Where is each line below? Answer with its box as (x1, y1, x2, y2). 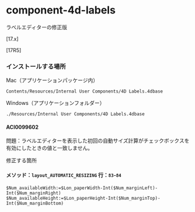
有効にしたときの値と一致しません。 (6, 145, 93, 152)
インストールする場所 (6, 62, 66, 70)
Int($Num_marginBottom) (6, 200, 64, 206)
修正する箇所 (6, 157, 37, 164)
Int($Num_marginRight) (6, 190, 61, 196)
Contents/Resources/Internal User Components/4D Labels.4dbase (6, 88, 163, 94)
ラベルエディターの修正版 (6, 23, 68, 30)
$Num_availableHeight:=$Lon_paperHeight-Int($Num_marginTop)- (6, 195, 161, 201)
